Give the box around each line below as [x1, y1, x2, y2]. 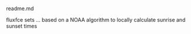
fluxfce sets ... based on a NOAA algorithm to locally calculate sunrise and [6, 16, 186, 23]
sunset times [6, 23, 37, 29]
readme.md [6, 5, 34, 12]
